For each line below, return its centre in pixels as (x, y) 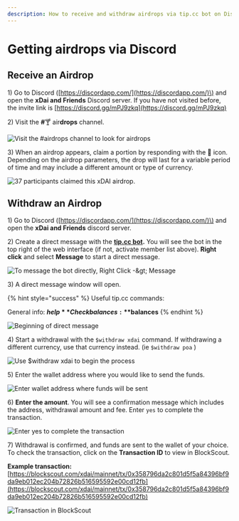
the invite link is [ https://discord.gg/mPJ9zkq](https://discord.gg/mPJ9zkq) (117, 107)
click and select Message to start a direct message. (84, 257)
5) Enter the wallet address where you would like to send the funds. (106, 375)
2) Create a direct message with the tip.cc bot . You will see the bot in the (115, 242)
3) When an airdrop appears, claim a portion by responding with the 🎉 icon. (117, 152)
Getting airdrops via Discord (92, 49)
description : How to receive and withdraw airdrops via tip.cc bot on (114, 14)
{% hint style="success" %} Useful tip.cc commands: (86, 298)
